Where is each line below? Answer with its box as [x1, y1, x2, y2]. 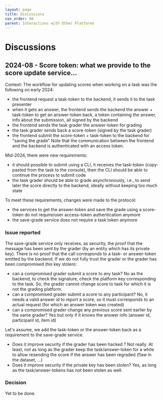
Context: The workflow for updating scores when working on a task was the [5, 81, 157, 88]
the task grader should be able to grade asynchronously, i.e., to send [12, 178, 150, 183]
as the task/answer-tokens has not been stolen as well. [12, 367, 123, 373]
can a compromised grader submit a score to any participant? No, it [12, 291, 148, 297]
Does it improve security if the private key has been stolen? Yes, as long [12, 362, 157, 368]
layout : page [5, 7, 32, 12]
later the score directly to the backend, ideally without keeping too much [12, 182, 158, 188]
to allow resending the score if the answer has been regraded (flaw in [12, 352, 152, 358]
